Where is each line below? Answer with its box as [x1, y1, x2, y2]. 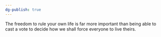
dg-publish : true [5, 7, 41, 12]
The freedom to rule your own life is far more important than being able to [5, 21, 157, 27]
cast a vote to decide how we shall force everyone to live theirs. [5, 26, 136, 32]
